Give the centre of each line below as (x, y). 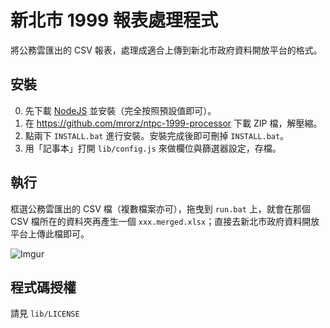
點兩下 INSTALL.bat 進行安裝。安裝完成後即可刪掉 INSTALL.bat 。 (157, 135)
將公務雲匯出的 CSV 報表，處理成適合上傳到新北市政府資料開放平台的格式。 (166, 50)
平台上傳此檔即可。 (50, 233)
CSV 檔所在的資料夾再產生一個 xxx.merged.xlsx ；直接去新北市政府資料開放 (165, 221)
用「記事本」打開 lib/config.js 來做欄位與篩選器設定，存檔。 (153, 148)
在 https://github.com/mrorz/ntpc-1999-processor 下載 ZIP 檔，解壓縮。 (173, 123)
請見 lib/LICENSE (45, 313)
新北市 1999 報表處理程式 (114, 20)
